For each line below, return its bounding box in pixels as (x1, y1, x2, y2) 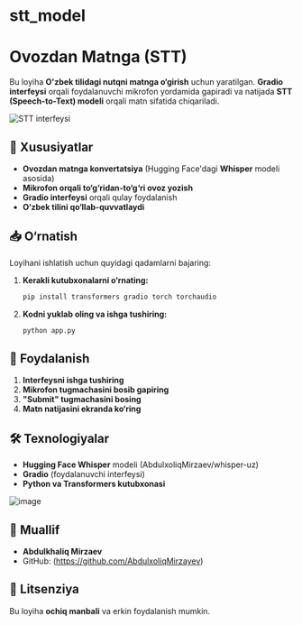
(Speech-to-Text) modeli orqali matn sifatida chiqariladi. (9, 96, 220, 106)
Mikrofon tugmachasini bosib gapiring (22, 384, 169, 395)
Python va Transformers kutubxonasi (22, 479, 166, 490)
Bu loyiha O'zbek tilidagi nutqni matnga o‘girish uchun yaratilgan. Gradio (9, 77, 284, 87)
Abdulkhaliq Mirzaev (22, 546, 103, 556)
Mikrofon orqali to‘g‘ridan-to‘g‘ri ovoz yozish (22, 182, 194, 193)
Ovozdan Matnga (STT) (9, 47, 188, 68)
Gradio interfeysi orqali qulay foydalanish (22, 191, 178, 203)
